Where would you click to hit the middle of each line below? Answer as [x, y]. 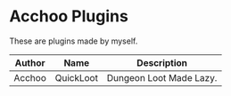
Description [162, 62]
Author [30, 62]
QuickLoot [76, 77]
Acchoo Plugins [69, 16]
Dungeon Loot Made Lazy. [162, 77]
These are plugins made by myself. [74, 41]
